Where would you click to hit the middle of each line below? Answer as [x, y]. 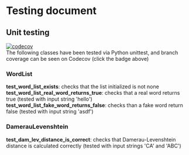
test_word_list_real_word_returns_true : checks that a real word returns [93, 93]
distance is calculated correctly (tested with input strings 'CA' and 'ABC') [94, 146]
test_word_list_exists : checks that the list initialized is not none [83, 87]
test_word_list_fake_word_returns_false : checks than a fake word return [94, 105]
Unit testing [28, 32]
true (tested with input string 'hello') [49, 99]
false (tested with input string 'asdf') [50, 112]
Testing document [51, 11]
